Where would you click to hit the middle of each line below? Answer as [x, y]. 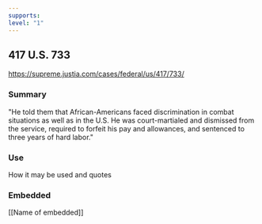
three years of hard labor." [51, 137]
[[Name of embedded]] [46, 213]
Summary [28, 94]
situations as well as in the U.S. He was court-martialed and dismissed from [131, 120]
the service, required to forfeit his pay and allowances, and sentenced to [127, 128]
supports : [25, 15]
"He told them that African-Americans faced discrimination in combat [121, 112]
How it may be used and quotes [60, 174]
